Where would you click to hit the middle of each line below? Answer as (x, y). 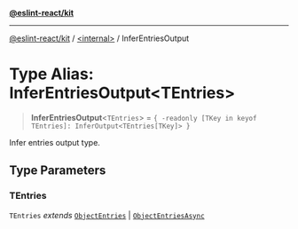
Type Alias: (52, 74)
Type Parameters (58, 171)
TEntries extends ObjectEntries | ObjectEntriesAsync (107, 215)
